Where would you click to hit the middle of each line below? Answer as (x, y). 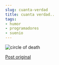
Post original (18, 57)
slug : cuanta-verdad (27, 10)
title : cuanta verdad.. (30, 14)
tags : (11, 19)
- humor (13, 24)
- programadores (22, 28)
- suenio (14, 33)
